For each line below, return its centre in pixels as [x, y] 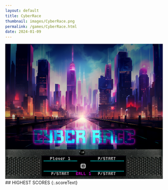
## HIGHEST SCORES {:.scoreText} [41, 182]
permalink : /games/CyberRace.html [41, 27]
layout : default [22, 11]
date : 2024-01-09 [23, 32]
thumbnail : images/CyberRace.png [40, 21]
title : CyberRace [23, 16]
